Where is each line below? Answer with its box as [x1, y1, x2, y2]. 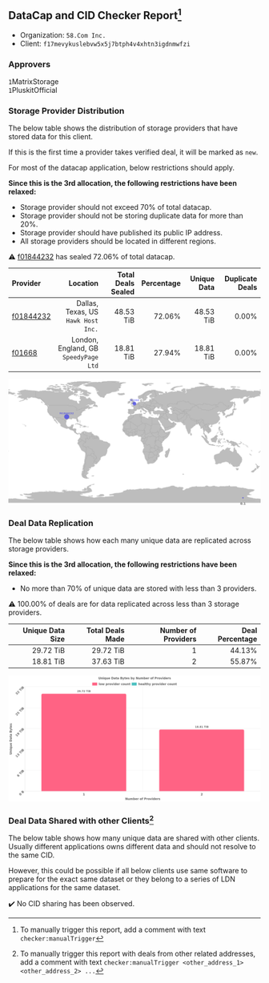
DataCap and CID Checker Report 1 [8, 6, 182, 22]
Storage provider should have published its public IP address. [19, 228, 223, 238]
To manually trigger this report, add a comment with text [19, 925, 207, 935]
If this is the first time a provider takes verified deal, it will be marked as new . [8, 147, 259, 157]
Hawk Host [66, 317, 98, 325]
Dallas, [76, 299, 98, 308]
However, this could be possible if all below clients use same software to [8, 866, 248, 876]
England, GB [58, 343, 98, 353]
